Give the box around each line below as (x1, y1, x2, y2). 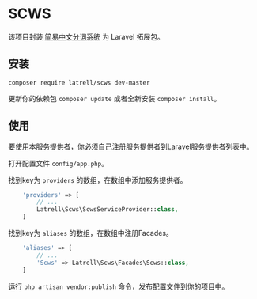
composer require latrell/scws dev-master (8, 78, 150, 87)
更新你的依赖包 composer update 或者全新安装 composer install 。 (8, 93, 221, 103)
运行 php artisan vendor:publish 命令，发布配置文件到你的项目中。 (8, 282, 229, 291)
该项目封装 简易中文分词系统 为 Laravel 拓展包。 (8, 32, 164, 41)
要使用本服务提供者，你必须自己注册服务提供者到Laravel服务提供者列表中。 (8, 142, 254, 151)
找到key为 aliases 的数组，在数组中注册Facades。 (8, 229, 174, 238)
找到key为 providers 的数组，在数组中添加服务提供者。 (8, 175, 187, 184)
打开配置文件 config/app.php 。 (8, 158, 109, 168)
